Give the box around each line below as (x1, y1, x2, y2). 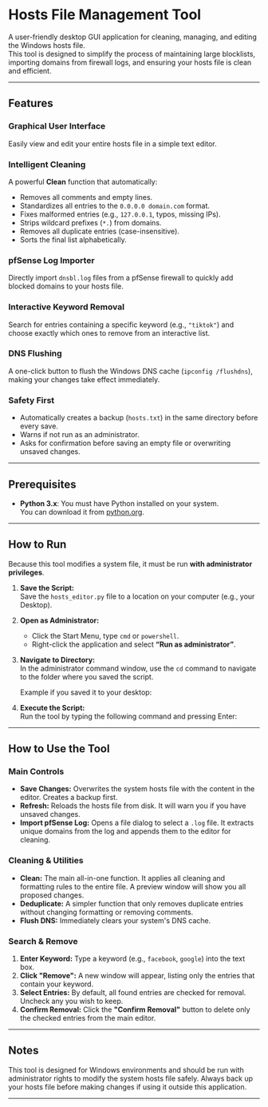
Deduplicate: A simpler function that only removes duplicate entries (19, 898, 243, 908)
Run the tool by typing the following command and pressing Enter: (19, 711, 238, 721)
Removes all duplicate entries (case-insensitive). (19, 226, 179, 236)
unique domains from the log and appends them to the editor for (19, 826, 231, 836)
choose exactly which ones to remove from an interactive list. (8, 328, 211, 337)
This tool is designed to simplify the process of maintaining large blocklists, (8, 49, 256, 58)
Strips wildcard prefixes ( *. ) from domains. (19, 217, 162, 227)
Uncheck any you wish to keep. (19, 997, 124, 1006)
